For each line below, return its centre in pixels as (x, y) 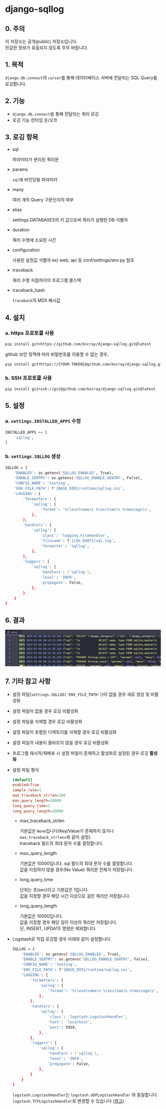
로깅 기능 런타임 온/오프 (35, 120)
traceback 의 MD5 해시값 (36, 300)
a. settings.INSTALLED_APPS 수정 (43, 421)
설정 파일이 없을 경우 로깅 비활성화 (45, 711)
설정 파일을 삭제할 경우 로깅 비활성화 (47, 721)
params (20, 169)
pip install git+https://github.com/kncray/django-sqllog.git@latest (78, 344)
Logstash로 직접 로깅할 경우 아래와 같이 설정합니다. (62, 939)
